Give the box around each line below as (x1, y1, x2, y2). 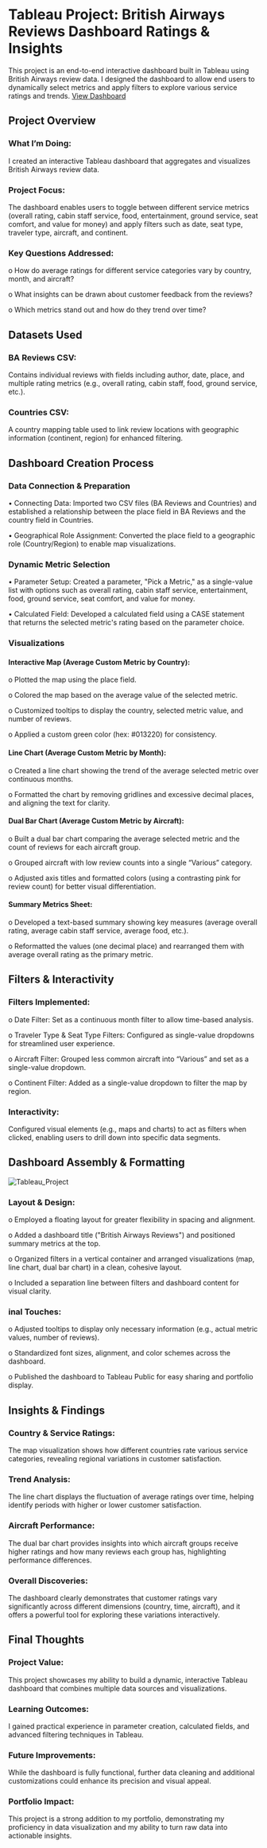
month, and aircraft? (8, 274, 75, 284)
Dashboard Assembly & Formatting (8, 1156, 185, 1169)
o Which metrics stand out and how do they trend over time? (8, 305, 207, 315)
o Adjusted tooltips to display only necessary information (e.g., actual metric (8, 1325, 258, 1334)
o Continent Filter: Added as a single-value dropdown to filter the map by (8, 1078, 248, 1087)
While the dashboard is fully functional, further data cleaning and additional (8, 1768, 255, 1777)
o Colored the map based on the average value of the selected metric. (8, 691, 238, 700)
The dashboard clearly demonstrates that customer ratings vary (8, 1593, 218, 1602)
